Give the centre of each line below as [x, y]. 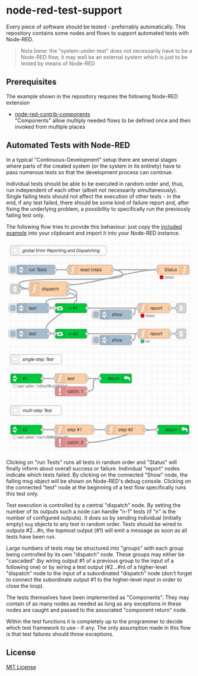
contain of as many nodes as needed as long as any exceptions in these [94, 603]
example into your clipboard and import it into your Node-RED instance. [93, 233]
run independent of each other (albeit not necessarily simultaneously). [92, 190]
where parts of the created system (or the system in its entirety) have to [94, 166]
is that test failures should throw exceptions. [60, 634]
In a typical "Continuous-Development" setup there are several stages [92, 159]
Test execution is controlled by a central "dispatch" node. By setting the [94, 505]
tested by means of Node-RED [58, 63]
